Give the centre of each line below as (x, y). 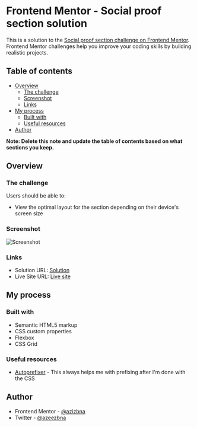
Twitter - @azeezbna (40, 418)
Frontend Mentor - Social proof (84, 11)
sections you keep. (30, 147)
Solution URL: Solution (42, 270)
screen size (29, 213)
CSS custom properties (43, 331)
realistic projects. (27, 52)
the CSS (25, 378)
